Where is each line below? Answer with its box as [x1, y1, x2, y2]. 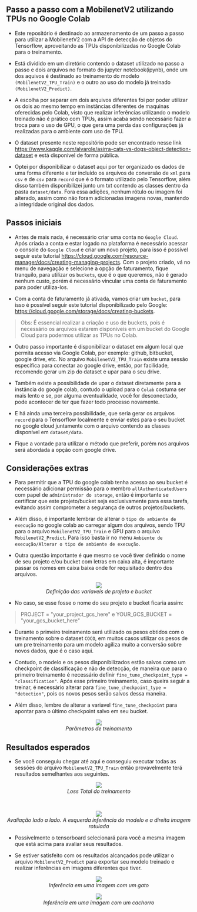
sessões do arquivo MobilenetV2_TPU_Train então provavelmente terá [14, 764, 182, 772]
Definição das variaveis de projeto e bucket [46, 588, 152, 595]
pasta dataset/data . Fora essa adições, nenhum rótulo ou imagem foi [14, 188, 182, 195]
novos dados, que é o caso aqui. [14, 647, 94, 654]
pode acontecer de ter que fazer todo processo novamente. [14, 398, 160, 405]
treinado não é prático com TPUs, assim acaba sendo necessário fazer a [14, 115, 191, 122]
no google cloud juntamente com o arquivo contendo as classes [14, 422, 171, 429]
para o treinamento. [14, 48, 63, 55]
